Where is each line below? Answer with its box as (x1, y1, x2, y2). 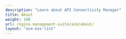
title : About (5, 12, 33, 17)
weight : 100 (5, 17, 30, 22)
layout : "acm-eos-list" (5, 26, 56, 31)
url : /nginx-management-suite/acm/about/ (5, 21, 94, 27)
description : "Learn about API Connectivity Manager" (5, 7, 122, 13)
